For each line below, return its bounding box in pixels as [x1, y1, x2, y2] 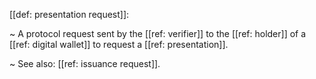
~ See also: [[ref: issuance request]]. [9, 58, 161, 69]
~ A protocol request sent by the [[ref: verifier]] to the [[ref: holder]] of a [9, 28, 307, 39]
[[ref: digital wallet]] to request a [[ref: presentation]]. [9, 39, 229, 50]
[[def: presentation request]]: [9, 9, 130, 20]
